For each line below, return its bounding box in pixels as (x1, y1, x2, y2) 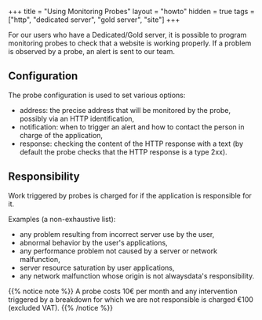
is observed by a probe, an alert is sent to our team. (8, 47, 175, 56)
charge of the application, (19, 130, 104, 140)
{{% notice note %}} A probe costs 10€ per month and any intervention (8, 286, 238, 296)
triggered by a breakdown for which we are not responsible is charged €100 (8, 294, 253, 304)
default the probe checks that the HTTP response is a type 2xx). (19, 147, 227, 156)
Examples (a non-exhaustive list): (8, 214, 116, 224)
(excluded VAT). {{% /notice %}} (8, 303, 114, 312)
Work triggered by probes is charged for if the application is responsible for (8, 191, 253, 200)
